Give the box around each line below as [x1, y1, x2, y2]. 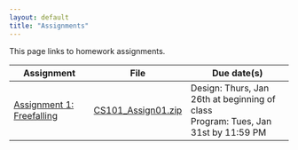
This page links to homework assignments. [9, 45, 166, 56]
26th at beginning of [190, 92, 277, 105]
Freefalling [13, 109, 58, 122]
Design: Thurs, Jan [190, 82, 270, 94]
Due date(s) [211, 67, 263, 79]
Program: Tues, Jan [190, 114, 272, 127]
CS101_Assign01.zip [93, 104, 183, 116]
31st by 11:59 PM [190, 126, 267, 138]
